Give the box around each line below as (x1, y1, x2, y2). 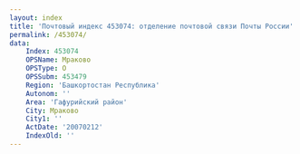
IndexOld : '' (25, 131, 75, 140)
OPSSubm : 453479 (25, 72, 88, 82)
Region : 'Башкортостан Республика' (25, 81, 160, 90)
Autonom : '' (25, 89, 71, 98)
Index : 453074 (25, 47, 79, 56)
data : (9, 38, 30, 48)
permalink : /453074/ (9, 30, 88, 39)
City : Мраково (25, 106, 79, 115)
